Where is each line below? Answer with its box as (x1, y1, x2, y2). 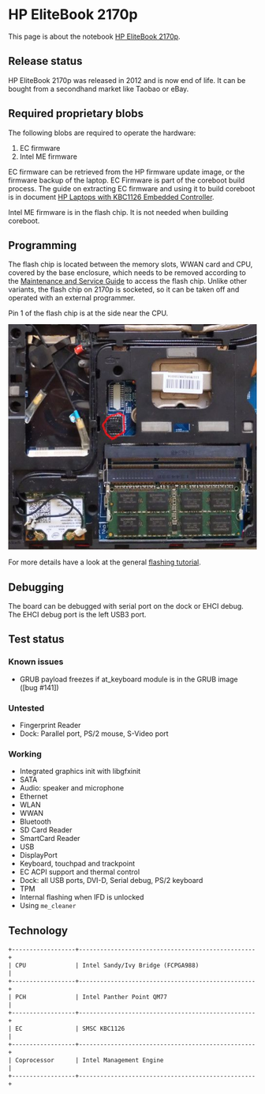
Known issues (8, 656, 64, 667)
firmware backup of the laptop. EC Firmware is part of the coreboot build (8, 175, 245, 185)
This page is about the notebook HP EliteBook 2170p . (8, 32, 181, 41)
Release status (8, 55, 83, 68)
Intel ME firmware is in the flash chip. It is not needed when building (8, 207, 229, 217)
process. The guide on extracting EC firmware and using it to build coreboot (8, 183, 256, 193)
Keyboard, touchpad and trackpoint (19, 859, 136, 869)
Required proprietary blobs (8, 107, 144, 120)
